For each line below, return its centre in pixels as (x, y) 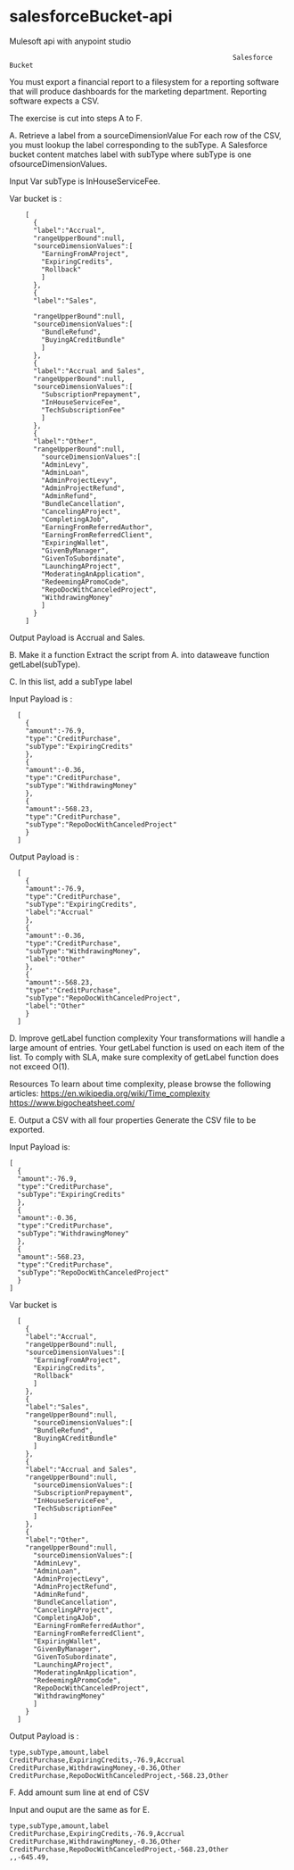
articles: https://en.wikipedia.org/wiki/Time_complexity (110, 1093)
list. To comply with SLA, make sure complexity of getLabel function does (144, 1057)
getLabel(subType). (45, 664)
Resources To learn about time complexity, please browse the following (140, 1084)
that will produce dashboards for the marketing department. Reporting (138, 91)
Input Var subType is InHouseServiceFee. (85, 181)
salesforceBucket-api (91, 17)
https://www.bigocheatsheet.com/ (72, 1102)
